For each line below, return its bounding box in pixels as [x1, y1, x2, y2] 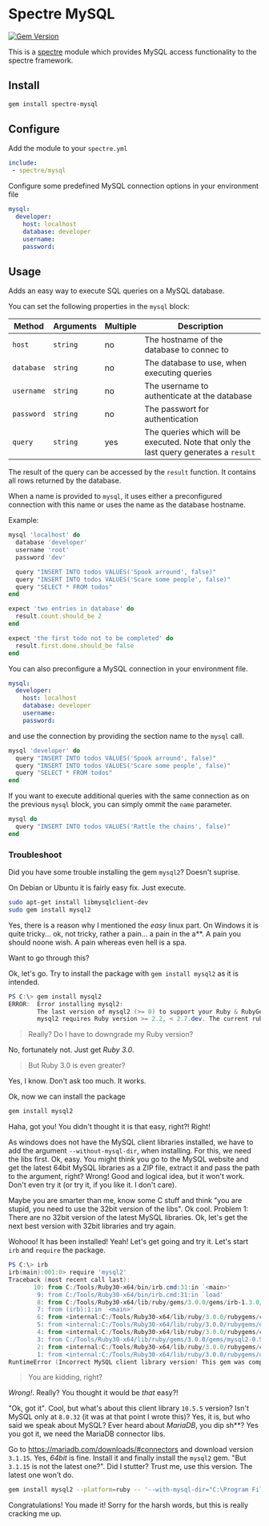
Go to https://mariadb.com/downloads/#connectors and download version [8, 1445, 254, 1455]
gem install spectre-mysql [8, 100, 98, 108]
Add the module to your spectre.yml [8, 144, 128, 153]
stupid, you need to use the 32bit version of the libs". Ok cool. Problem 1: [8, 1204, 249, 1214]
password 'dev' [15, 553, 66, 561]
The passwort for [144, 403, 210, 414]
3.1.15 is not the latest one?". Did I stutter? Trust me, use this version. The [8, 1462, 253, 1471]
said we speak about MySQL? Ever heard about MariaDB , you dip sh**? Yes [8, 1421, 259, 1430]
